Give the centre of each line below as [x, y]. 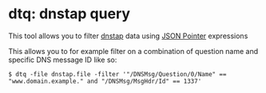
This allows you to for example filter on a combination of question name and [133, 51]
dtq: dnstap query [69, 14]
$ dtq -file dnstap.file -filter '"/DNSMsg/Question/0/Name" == [117, 74]
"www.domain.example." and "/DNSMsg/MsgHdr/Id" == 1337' [105, 81]
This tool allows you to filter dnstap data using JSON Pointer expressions [128, 36]
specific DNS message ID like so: [63, 60]
